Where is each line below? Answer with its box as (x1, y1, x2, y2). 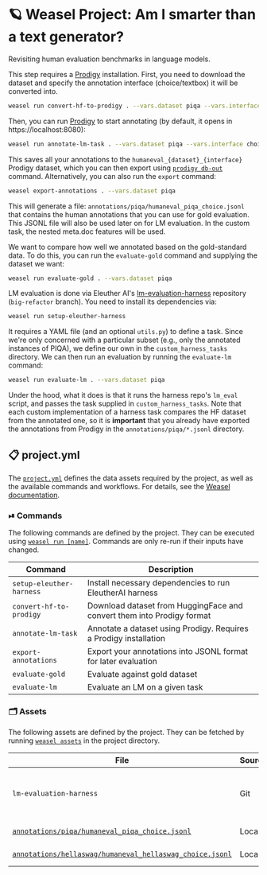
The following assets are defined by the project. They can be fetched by (8, 727, 245, 737)
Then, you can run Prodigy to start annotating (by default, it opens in (8, 116, 233, 126)
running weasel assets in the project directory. (8, 736, 161, 745)
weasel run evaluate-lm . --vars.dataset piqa (8, 376, 165, 384)
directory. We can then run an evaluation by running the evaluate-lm (8, 352, 232, 362)
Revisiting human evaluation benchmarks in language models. (8, 54, 211, 64)
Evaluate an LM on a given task (87, 682, 203, 693)
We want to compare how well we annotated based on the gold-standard (8, 242, 247, 251)
